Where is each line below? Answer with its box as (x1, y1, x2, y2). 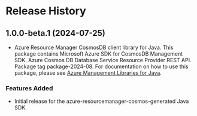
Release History (5, 4, 86, 18)
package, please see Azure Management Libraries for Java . (14, 69, 162, 76)
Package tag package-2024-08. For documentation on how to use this (14, 63, 189, 70)
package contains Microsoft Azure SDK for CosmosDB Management (14, 50, 183, 57)
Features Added (5, 84, 53, 92)
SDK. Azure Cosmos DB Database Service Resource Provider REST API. (14, 57, 192, 63)
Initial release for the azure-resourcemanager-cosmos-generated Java (14, 97, 189, 105)
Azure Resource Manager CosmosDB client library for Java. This (14, 44, 174, 51)
